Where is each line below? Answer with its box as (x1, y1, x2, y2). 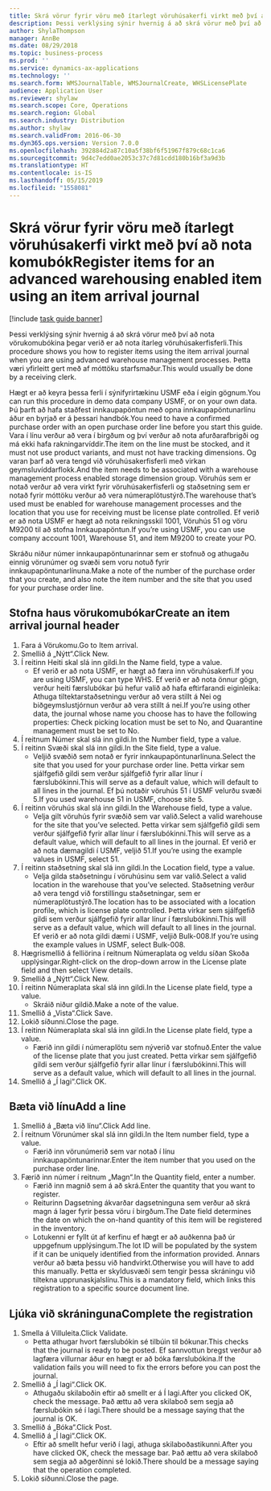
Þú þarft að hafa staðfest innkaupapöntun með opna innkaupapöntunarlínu (9, 404, 256, 415)
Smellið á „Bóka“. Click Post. (20, 1423, 112, 1432)
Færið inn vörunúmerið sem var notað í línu (32, 1146, 175, 1156)
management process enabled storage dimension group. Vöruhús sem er (9, 473, 252, 483)
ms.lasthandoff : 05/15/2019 (9, 176, 104, 185)
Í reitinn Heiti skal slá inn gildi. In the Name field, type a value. (20, 657, 223, 667)
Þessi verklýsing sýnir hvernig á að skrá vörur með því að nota (9, 329, 216, 339)
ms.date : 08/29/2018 (9, 42, 79, 50)
